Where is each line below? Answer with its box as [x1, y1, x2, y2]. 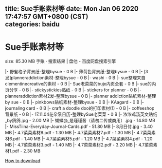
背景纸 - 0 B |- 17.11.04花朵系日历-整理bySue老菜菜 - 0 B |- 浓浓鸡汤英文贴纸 [5, 111, 158, 117]
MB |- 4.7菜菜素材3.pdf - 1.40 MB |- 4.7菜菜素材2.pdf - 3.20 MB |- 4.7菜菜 [5, 142, 153, 148]
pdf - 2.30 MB [12, 148, 40, 154]
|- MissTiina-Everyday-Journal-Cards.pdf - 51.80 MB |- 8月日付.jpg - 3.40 [5, 124, 153, 129]
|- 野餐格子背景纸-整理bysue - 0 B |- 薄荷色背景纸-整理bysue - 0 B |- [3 [5, 69, 148, 75]
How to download [5, 158, 40, 164]
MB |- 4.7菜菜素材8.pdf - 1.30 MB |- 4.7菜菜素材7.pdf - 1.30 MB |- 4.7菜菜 [5, 130, 152, 136]
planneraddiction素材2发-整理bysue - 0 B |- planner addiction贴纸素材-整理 [5, 93, 157, 99]
